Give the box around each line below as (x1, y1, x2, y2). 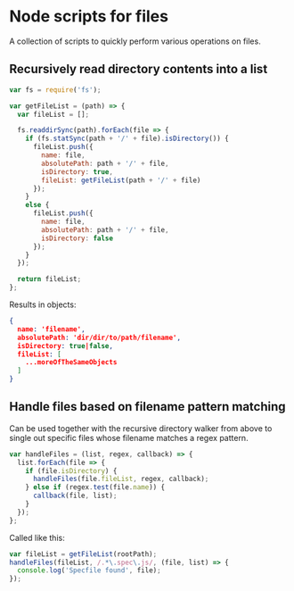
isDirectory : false (41, 234, 114, 243)
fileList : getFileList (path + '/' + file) (41, 176, 201, 185)
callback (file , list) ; (32, 491, 118, 501)
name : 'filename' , (17, 324, 86, 334)
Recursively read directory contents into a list (9, 62, 268, 77)
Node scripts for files (9, 6, 169, 27)
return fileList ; (17, 275, 82, 284)
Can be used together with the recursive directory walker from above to (9, 422, 273, 434)
